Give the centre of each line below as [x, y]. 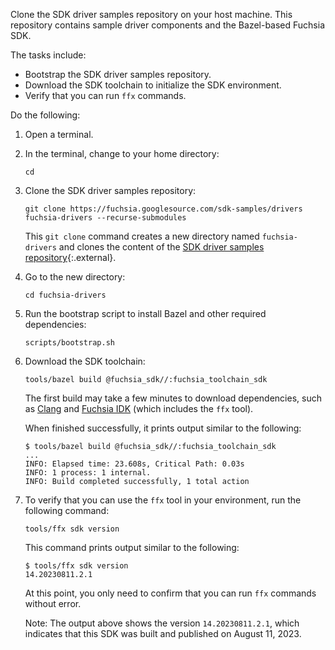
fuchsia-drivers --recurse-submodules [105, 218]
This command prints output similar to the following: [132, 547]
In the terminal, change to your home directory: [122, 153]
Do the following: [45, 115]
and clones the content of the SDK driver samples [161, 247]
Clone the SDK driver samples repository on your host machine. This [151, 14]
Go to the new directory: [75, 277]
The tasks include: [48, 55]
